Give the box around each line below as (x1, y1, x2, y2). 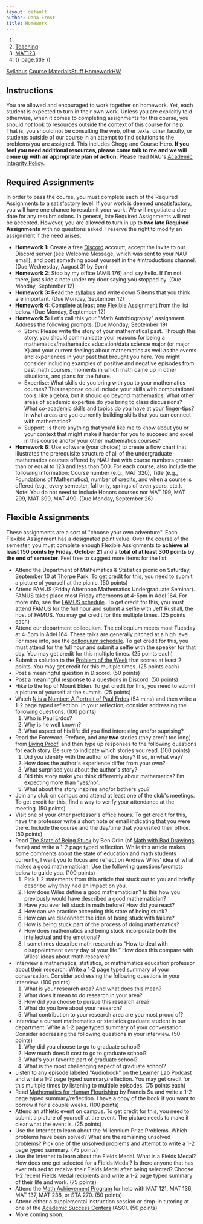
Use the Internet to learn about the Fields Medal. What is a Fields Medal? (14, 1152, 196, 1160)
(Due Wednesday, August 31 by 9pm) (14, 263, 108, 270)
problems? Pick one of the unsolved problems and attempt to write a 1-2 (14, 1140, 195, 1147)
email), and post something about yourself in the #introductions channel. (14, 257, 196, 264)
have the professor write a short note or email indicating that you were (14, 817, 190, 825)
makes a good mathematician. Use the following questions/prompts (14, 863, 183, 870)
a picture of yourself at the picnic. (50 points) (14, 579, 128, 586)
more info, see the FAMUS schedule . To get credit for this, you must (14, 598, 184, 605)
